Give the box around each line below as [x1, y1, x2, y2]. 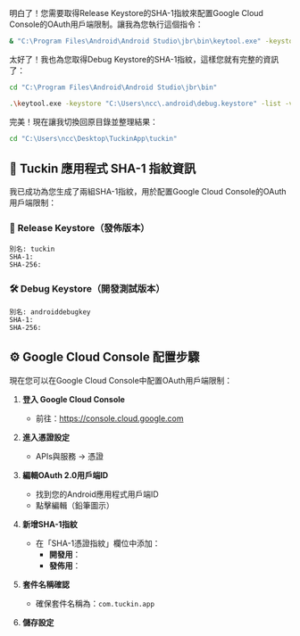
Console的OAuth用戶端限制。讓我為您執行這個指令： [9, 19, 204, 29]
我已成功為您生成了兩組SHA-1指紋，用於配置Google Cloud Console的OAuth [9, 186, 287, 197]
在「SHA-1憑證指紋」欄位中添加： [35, 538, 161, 549]
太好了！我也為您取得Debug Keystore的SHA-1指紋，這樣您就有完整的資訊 [9, 54, 279, 64]
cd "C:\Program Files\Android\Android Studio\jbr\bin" [9, 83, 218, 92]
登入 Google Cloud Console [21, 393, 125, 404]
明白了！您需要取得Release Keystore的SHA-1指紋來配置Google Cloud [9, 8, 263, 18]
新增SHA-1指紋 [21, 518, 78, 529]
